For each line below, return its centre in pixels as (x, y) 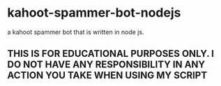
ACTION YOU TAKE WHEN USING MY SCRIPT (107, 75)
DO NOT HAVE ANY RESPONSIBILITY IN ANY (106, 65)
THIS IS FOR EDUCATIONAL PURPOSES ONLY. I (111, 54)
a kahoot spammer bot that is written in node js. (76, 32)
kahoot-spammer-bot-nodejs (94, 13)
